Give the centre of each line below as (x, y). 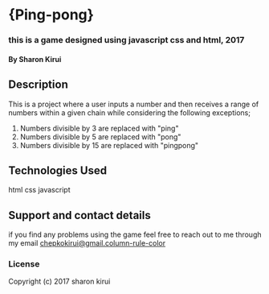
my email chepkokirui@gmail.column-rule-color (87, 243)
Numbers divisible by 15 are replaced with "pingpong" (109, 145)
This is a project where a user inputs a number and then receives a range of (134, 104)
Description (38, 85)
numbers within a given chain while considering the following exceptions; (130, 112)
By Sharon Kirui (35, 59)
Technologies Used (57, 170)
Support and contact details (79, 215)
